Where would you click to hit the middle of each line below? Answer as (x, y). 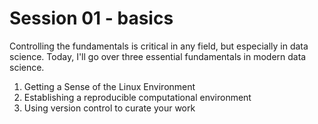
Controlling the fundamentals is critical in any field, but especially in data (159, 46)
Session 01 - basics (91, 18)
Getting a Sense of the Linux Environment (109, 86)
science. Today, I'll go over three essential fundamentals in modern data (158, 56)
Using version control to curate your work (109, 108)
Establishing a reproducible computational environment (137, 97)
